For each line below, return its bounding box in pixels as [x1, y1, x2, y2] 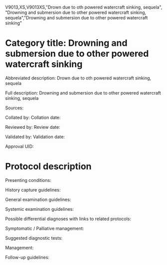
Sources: [5, 104, 24, 111]
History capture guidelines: [5, 186, 61, 193]
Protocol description [5, 161, 92, 172]
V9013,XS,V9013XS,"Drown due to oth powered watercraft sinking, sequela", [5, 4, 163, 10]
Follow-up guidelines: [5, 254, 50, 260]
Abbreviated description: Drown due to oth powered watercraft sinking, [5, 75, 152, 81]
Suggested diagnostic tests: [5, 235, 63, 241]
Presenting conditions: [5, 177, 51, 183]
